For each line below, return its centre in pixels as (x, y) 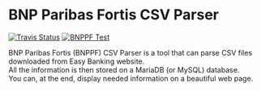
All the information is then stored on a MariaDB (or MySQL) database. (124, 69)
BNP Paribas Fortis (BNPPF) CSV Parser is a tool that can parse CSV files (130, 52)
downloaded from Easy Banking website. (77, 61)
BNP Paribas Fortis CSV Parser (113, 15)
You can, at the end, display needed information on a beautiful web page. (131, 78)
